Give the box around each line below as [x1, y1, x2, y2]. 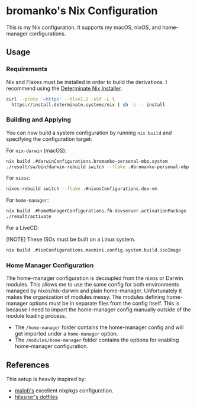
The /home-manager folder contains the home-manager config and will [14, 324, 184, 331]
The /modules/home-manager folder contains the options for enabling [14, 336, 179, 344]
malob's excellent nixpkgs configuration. [14, 387, 114, 394]
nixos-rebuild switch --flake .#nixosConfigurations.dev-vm [6, 186, 158, 192]
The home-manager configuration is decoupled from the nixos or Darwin [6, 275, 183, 282]
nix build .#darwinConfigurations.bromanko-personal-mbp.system [6, 158, 168, 164]
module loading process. [6, 312, 67, 320]
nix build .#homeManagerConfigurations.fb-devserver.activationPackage [6, 208, 186, 214]
